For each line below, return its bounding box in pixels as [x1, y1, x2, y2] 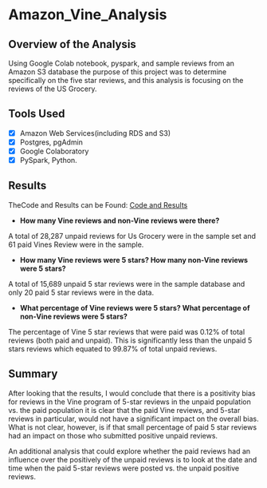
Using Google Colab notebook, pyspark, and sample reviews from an [8, 58, 235, 68]
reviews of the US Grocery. [8, 84, 97, 93]
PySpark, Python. [19, 156, 77, 165]
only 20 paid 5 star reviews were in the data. [8, 288, 154, 297]
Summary [8, 367, 58, 381]
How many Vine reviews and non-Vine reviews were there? [19, 216, 220, 225]
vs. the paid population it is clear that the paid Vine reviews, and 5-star [8, 405, 241, 415]
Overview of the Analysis [8, 38, 137, 51]
